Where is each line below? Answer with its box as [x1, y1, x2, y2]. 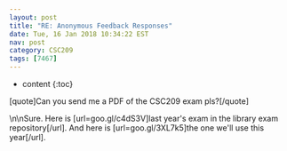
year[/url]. [9, 132, 46, 142]
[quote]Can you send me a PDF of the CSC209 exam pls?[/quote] [9, 96, 250, 107]
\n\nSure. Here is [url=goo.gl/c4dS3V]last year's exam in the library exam [9, 113, 278, 123]
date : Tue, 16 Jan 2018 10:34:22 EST [9, 29, 149, 38]
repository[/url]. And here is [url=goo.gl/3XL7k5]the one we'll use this [9, 123, 265, 133]
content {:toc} [21, 79, 74, 89]
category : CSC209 [9, 46, 74, 55]
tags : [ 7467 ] [9, 54, 58, 63]
